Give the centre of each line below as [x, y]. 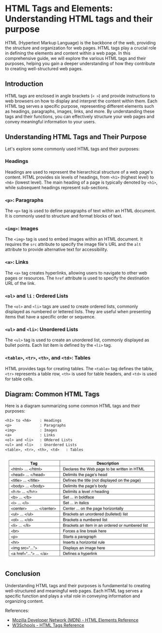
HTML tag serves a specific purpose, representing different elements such [80, 106]
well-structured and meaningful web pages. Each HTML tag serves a [74, 591]
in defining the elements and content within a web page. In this [68, 53]
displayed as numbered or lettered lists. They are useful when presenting [78, 312]
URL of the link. [20, 283]
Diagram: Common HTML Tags [52, 394]
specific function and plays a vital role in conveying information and [73, 596]
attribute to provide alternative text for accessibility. [57, 250]
